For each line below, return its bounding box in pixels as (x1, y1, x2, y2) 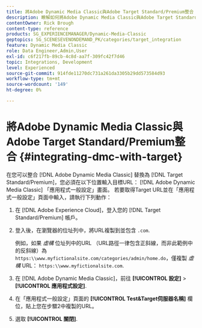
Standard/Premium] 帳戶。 (14, 214, 81, 221)
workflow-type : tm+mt (6, 76, 61, 82)
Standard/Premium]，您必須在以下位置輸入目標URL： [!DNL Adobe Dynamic (6, 178, 195, 186)
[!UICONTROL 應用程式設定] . (14, 282, 87, 289)
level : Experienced (6, 64, 55, 71)
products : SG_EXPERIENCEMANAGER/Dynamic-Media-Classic (6, 31, 147, 37)
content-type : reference (6, 25, 69, 32)
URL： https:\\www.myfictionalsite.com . (22, 262, 124, 269)
